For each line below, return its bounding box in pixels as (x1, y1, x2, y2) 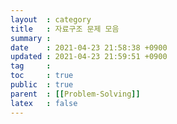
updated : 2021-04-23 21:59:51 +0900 (10, 52, 168, 62)
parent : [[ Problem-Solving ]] (10, 89, 141, 99)
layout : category (10, 14, 92, 25)
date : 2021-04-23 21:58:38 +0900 (10, 42, 168, 53)
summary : (10, 33, 52, 43)
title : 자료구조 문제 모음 (10, 24, 120, 34)
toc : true (10, 71, 74, 81)
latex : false (10, 98, 78, 108)
